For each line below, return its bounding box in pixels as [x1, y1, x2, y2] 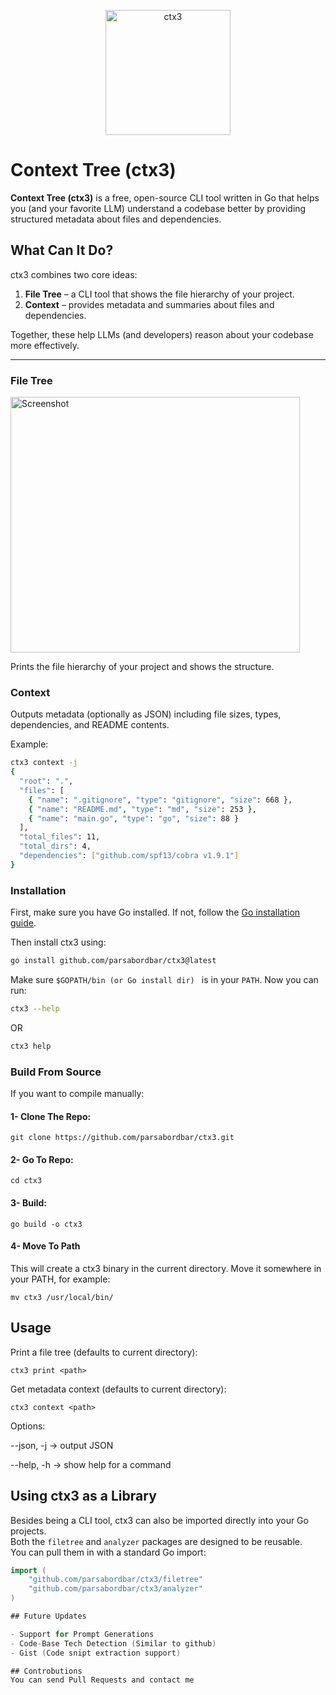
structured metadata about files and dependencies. [10, 213, 222, 225]
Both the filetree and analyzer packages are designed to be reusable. [10, 1535, 303, 1547]
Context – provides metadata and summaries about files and [24, 298, 275, 310]
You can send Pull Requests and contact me [10, 1675, 195, 1685]
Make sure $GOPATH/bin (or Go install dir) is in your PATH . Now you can [10, 974, 319, 986]
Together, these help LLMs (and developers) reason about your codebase [10, 328, 314, 340]
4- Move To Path [10, 1240, 81, 1252]
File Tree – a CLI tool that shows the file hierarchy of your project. [24, 288, 295, 300]
